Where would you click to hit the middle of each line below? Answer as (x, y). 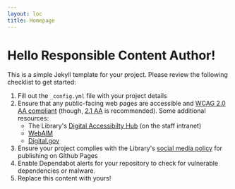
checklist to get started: (42, 83)
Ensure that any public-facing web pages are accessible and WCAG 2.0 (121, 104)
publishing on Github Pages (58, 156)
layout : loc (25, 14)
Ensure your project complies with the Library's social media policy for (120, 148)
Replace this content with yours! (64, 178)
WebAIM (41, 133)
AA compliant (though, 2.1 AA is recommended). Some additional (112, 111)
